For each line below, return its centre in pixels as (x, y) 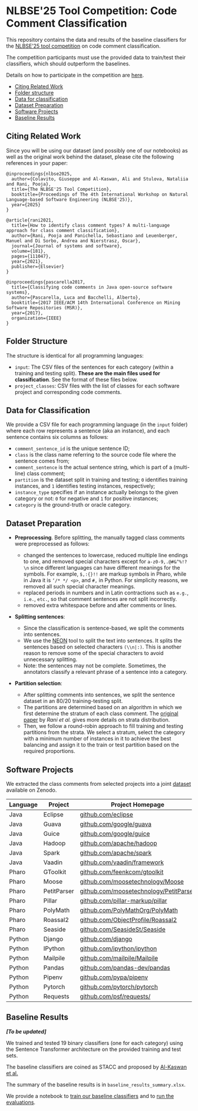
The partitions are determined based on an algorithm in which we (103, 707)
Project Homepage (138, 804)
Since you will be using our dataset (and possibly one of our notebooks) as (97, 150)
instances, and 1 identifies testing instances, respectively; (85, 486)
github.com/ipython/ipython (118, 948)
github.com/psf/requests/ (115, 996)
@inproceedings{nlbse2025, (39, 174)
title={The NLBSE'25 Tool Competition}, (62, 189)
